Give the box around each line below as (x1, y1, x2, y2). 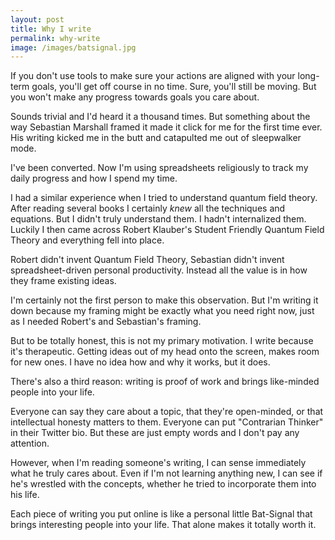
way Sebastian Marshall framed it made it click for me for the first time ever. (10, 121, 323, 133)
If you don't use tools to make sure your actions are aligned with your (10, 70, 296, 82)
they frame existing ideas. (10, 275, 117, 287)
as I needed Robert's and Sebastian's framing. (10, 316, 202, 328)
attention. (10, 437, 50, 450)
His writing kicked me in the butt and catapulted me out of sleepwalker (10, 132, 302, 144)
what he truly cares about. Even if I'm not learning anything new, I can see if (10, 467, 323, 480)
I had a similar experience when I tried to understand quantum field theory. (10, 192, 318, 204)
